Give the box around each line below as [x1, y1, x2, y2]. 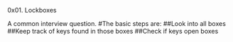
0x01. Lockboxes [7, 6, 57, 14]
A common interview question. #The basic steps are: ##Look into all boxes [7, 20, 226, 27]
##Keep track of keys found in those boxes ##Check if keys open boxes [7, 27, 219, 35]
